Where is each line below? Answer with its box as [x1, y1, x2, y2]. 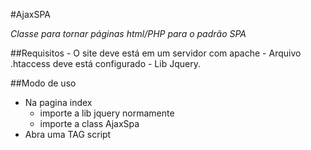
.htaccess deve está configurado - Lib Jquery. [10, 58, 201, 69]
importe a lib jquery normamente [39, 107, 175, 119]
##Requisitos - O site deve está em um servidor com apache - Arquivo [10, 47, 302, 59]
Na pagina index [24, 97, 93, 108]
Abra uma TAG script [24, 129, 112, 140]
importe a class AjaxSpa [39, 118, 140, 129]
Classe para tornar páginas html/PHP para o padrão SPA [10, 28, 247, 39]
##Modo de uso [10, 77, 77, 89]
